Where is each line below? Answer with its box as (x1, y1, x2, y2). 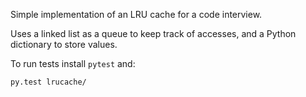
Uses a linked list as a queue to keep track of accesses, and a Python (10, 28, 297, 39)
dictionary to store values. (10, 39, 118, 50)
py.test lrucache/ (10, 77, 87, 87)
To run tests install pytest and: (10, 58, 136, 69)
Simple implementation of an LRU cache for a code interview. (10, 9, 263, 20)
